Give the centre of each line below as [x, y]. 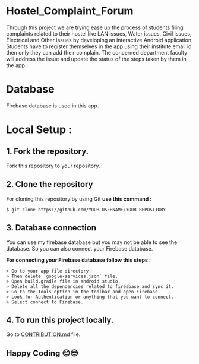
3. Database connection [51, 228]
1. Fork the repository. [48, 152]
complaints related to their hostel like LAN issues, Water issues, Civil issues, [99, 33]
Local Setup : [39, 130]
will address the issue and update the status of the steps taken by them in [97, 59]
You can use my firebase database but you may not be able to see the [92, 242]
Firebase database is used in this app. [53, 106]
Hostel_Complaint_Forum [70, 11]
